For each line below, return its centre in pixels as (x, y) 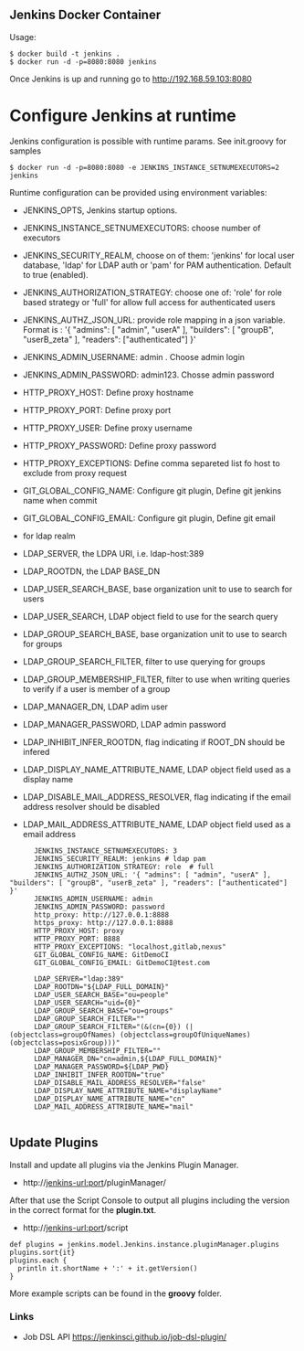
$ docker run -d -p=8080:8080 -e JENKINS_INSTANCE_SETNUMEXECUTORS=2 (145, 167)
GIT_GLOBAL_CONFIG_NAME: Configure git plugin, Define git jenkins (152, 490)
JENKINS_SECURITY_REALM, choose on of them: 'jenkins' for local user (158, 255)
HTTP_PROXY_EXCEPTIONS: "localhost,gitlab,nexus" (130, 947)
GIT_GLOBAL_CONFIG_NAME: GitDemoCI (101, 954)
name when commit (60, 500)
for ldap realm (49, 536)
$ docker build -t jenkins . (65, 54)
